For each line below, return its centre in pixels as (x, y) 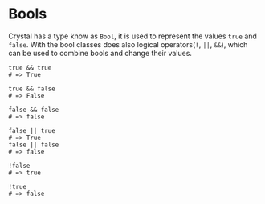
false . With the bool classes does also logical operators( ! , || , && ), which (128, 44)
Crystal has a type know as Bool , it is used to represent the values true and (132, 36)
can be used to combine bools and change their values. (100, 53)
